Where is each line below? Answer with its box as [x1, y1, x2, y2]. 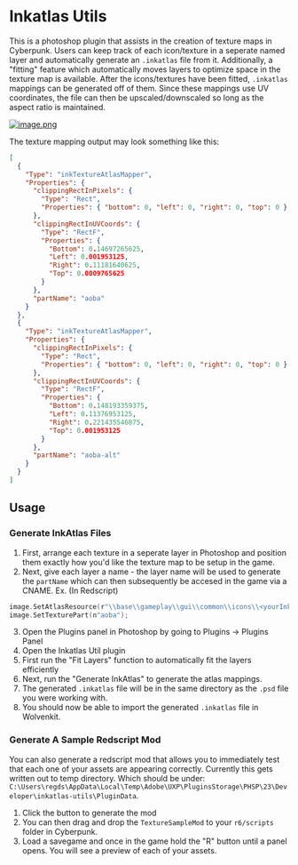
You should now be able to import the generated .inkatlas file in [21, 702, 259, 713]
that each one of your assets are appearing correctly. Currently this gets [9, 763, 273, 774]
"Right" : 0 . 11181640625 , [48, 260, 141, 270]
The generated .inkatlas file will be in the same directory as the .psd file [21, 683, 289, 694]
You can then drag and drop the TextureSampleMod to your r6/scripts [21, 816, 274, 828]
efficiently [21, 664, 59, 675]
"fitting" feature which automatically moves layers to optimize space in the [9, 64, 281, 75]
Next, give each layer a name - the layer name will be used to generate [21, 566, 281, 577]
